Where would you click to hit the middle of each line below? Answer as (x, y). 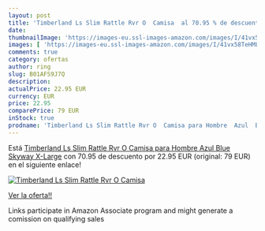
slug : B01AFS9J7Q (37, 74)
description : (30, 81)
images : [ (24, 45)
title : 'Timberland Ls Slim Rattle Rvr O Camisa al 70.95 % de (118, 23)
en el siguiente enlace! (45, 164)
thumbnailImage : (35, 37)
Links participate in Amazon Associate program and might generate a (121, 211)
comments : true (33, 52)
